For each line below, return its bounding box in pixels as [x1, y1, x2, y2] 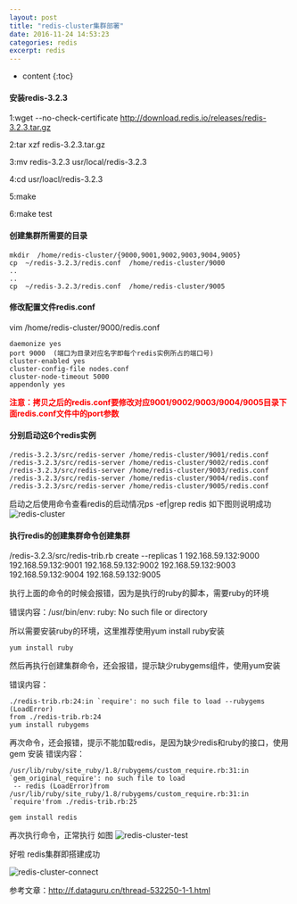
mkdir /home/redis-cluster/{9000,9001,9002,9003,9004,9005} [9, 251, 242, 260]
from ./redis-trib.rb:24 [9, 713, 102, 722]
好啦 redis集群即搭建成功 [9, 849, 101, 859]
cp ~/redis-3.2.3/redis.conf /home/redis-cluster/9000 [9, 258, 226, 268]
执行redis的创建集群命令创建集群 [9, 530, 131, 541]
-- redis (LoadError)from [12, 782, 110, 791]
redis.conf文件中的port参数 [16, 408, 120, 419]
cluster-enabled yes [9, 356, 87, 366]
